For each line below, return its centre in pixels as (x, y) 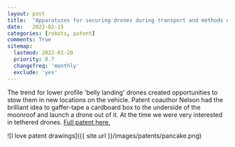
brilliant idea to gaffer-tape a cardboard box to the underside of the (104, 107)
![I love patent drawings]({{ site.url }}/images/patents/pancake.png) (105, 135)
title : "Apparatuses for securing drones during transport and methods (115, 20)
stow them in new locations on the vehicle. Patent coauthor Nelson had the (115, 99)
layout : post (26, 14)
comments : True (29, 40)
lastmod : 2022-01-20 (43, 53)
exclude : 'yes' (36, 72)
